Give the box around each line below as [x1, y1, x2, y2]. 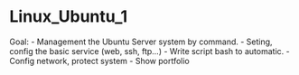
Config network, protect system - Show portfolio [9, 55, 190, 66]
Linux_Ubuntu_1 [9, 6, 128, 27]
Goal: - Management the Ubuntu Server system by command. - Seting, [9, 36, 273, 47]
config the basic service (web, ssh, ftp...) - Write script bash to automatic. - [9, 45, 291, 56]
